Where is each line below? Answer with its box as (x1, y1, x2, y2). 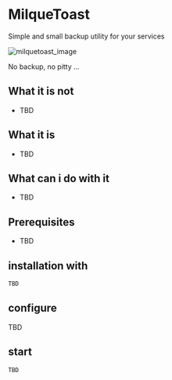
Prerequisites (8, 215, 75, 228)
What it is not (8, 85, 74, 98)
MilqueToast (8, 5, 90, 24)
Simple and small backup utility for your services (8, 31, 166, 41)
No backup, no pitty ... (8, 61, 80, 71)
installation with (8, 259, 88, 272)
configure (8, 301, 57, 315)
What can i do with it (8, 171, 109, 185)
